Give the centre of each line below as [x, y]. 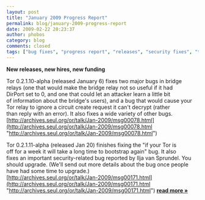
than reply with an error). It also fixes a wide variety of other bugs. [89, 113]
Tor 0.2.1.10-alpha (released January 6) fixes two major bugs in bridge [94, 81]
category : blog [26, 40]
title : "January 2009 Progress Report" [57, 18]
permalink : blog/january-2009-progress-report [67, 23]
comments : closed [28, 46]
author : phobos [26, 35]
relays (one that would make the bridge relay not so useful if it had [90, 87]
